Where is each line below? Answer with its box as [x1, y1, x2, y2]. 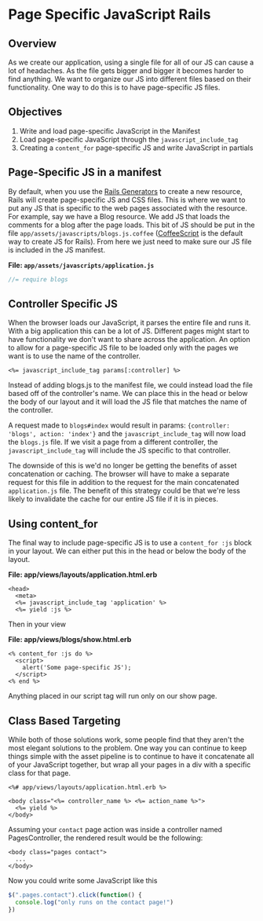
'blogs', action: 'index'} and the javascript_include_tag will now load [8, 429, 246, 438]
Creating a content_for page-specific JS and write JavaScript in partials [19, 143, 254, 152]
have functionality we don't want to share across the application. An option [8, 335, 250, 344]
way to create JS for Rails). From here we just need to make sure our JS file [8, 237, 252, 246]
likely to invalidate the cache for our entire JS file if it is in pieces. [8, 494, 218, 504]
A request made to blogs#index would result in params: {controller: [8, 420, 230, 430]
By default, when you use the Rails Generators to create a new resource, [8, 186, 243, 196]
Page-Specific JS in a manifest [8, 166, 163, 179]
